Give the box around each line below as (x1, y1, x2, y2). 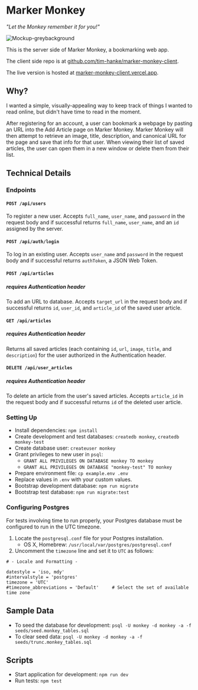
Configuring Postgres (6, 504, 70, 512)
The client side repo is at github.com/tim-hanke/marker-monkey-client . (6, 57, 179, 65)
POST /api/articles (6, 270, 54, 277)
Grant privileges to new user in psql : (14, 451, 103, 458)
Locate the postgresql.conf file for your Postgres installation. (14, 534, 164, 541)
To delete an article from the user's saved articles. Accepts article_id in (6, 392, 184, 399)
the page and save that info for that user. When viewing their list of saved (6, 138, 184, 146)
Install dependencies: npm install (14, 427, 98, 434)
